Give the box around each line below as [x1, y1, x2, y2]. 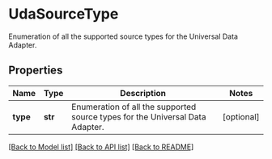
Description [120, 87, 167, 98]
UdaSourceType [8, 5, 119, 23]
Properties [8, 64, 63, 77]
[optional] [222, 111, 260, 122]
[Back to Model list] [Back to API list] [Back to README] [8, 142, 194, 152]
